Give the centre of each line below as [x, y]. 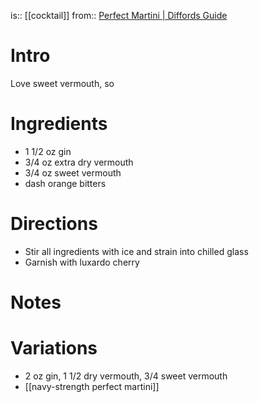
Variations [54, 348]
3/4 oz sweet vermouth [73, 172]
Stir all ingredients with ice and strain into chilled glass [136, 251]
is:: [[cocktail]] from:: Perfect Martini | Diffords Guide [119, 15]
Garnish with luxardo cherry [82, 262]
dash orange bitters [65, 183]
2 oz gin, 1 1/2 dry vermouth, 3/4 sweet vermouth [126, 376]
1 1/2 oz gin [48, 151]
